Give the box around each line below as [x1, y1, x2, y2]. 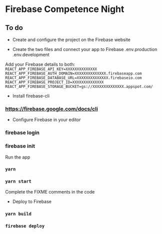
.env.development [12, 51, 50, 57]
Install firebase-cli [12, 93, 50, 98]
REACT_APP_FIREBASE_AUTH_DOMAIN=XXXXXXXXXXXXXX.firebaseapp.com [5, 71, 142, 76]
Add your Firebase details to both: [5, 61, 75, 67]
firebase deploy [5, 223, 45, 228]
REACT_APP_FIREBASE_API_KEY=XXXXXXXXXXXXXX [5, 66, 97, 71]
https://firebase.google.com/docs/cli [5, 105, 98, 112]
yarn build [5, 211, 31, 216]
